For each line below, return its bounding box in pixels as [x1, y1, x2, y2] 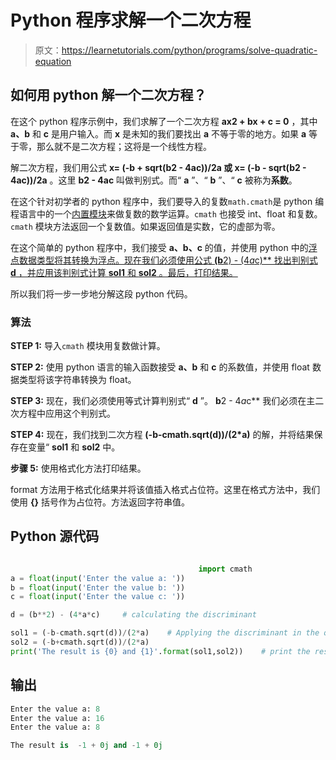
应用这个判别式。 [44, 407, 116, 420]
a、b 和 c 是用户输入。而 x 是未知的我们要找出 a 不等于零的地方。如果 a [10, 127, 307, 140]
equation [34, 55, 72, 67]
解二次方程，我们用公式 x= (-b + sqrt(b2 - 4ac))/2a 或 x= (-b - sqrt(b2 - [10, 161, 307, 173]
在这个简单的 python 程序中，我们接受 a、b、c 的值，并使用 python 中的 [10, 241, 309, 253]
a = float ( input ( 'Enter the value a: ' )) [10, 573, 186, 583]
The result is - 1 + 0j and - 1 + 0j [10, 741, 163, 751]
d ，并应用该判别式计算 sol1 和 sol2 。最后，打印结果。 [10, 266, 238, 278]
